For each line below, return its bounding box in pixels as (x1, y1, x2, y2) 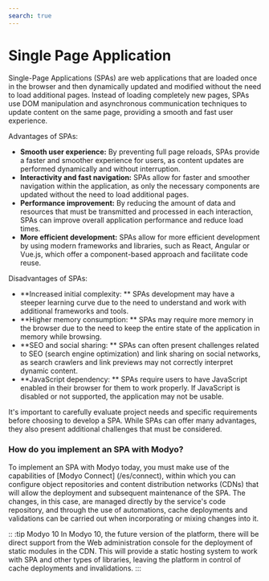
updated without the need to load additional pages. (19, 190, 190, 199)
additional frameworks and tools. (19, 306, 129, 316)
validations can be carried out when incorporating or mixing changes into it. (8, 513, 259, 523)
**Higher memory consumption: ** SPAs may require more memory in (19, 314, 255, 324)
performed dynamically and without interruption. (19, 164, 181, 174)
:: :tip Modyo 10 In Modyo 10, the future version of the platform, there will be (8, 529, 259, 538)
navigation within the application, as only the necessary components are (19, 181, 260, 190)
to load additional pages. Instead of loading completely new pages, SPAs (8, 90, 250, 100)
